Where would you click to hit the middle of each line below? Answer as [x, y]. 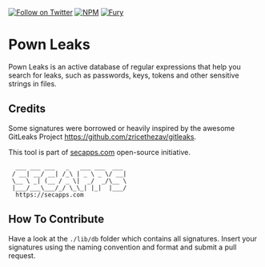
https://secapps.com [50, 195]
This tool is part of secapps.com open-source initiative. [99, 152]
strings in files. [33, 83]
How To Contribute [56, 219]
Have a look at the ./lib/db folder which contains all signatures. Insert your [133, 238]
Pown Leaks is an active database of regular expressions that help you [125, 66]
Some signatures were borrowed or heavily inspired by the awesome [122, 128]
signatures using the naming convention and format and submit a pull [122, 247]
